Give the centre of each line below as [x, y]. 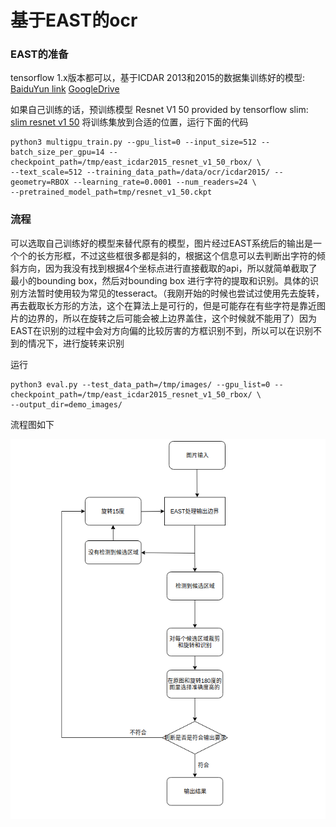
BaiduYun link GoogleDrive [65, 89]
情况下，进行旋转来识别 [76, 343]
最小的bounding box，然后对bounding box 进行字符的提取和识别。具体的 [160, 280]
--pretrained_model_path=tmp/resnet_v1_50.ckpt [111, 192]
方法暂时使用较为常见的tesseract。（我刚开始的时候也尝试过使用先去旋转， [171, 293]
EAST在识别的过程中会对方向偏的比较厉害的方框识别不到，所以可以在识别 [162, 330]
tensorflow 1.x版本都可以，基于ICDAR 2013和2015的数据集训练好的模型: [157, 78]
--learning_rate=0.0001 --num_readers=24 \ [165, 182]
